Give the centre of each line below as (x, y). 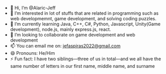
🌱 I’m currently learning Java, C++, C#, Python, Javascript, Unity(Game (85, 24)
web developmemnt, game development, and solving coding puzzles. (83, 18)
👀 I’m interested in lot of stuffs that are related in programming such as (84, 13)
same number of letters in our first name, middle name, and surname (82, 66)
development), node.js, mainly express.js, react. (61, 29)
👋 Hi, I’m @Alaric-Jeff (33, 8)
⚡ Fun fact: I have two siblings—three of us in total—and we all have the (86, 59)
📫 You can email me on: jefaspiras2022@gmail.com (65, 46)
